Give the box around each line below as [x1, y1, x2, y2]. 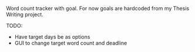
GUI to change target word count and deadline [14, 40, 127, 46]
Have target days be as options [14, 34, 90, 40]
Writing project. [6, 11, 44, 18]
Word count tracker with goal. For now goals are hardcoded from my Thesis [6, 5, 190, 12]
